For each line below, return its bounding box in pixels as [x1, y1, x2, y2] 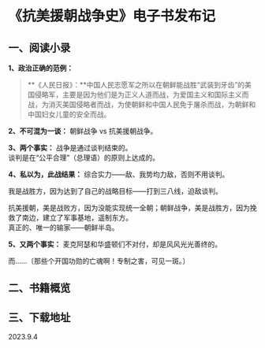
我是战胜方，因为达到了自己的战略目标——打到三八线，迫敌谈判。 [8, 187, 222, 195]
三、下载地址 [8, 310, 71, 324]
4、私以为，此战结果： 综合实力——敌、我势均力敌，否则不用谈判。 [8, 170, 230, 179]
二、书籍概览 [8, 281, 71, 295]
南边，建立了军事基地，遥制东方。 [21, 213, 132, 222]
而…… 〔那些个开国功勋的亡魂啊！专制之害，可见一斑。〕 [8, 257, 190, 265]
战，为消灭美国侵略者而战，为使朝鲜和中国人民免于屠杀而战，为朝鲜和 [27, 100, 256, 109]
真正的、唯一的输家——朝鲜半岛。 [8, 223, 119, 232]
